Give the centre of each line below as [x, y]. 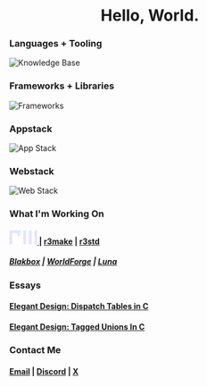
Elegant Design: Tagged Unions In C [77, 327]
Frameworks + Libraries [62, 86]
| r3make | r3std [69, 241]
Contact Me [35, 349]
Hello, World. [150, 16]
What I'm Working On [57, 214]
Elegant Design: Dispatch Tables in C [79, 306]
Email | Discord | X [44, 371]
